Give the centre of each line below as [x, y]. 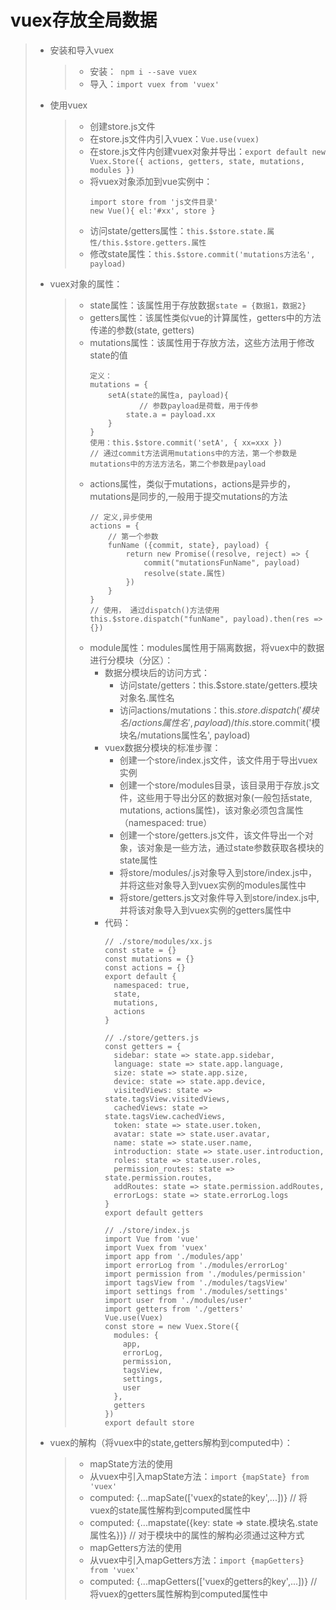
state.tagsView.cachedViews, [165, 1116]
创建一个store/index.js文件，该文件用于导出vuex [218, 760]
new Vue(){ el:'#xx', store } [152, 211]
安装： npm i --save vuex [143, 71]
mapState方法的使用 [131, 1463]
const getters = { [143, 1046]
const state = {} [140, 950]
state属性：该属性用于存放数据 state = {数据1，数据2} [198, 305]
